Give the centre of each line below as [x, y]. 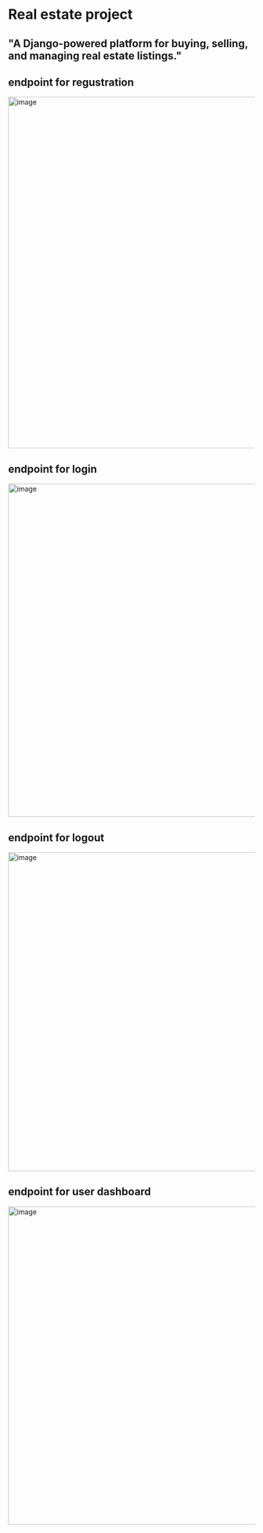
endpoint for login [53, 469]
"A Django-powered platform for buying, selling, [128, 44]
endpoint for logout [56, 838]
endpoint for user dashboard [79, 1192]
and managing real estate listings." [95, 55]
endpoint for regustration [71, 82]
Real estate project [70, 15]
